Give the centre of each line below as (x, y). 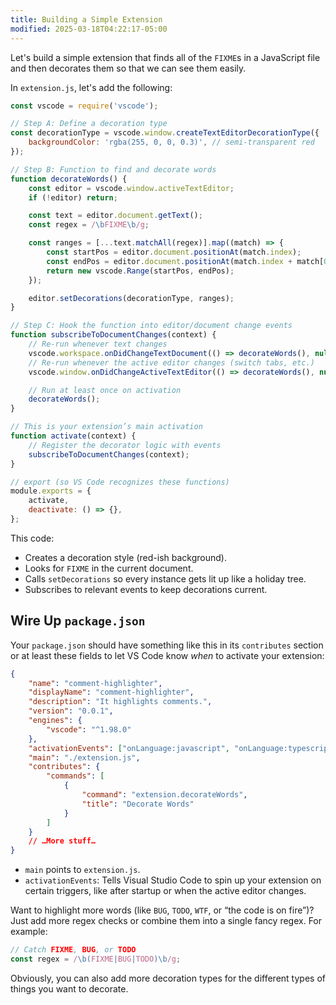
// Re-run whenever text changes (98, 344)
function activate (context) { (73, 436)
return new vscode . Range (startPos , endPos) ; (140, 271)
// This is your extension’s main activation (106, 427)
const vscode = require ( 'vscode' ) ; (84, 106)
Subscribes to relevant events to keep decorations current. (146, 589)
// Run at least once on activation (105, 390)
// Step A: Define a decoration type (89, 124)
